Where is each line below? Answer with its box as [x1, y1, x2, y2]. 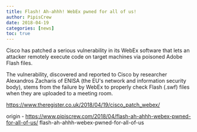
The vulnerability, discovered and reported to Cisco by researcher [6, 71, 167, 78]
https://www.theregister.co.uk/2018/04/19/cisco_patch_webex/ [6, 101, 160, 108]
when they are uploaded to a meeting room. [6, 90, 113, 97]
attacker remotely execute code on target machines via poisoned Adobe [6, 53, 183, 60]
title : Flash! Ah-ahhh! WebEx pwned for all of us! [6, 8, 136, 15]
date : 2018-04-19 [6, 20, 49, 25]
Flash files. [6, 60, 33, 67]
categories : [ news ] [6, 25, 55, 31]
